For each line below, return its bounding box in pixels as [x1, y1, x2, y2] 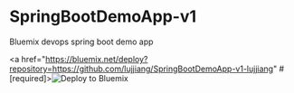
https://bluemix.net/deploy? [44, 53, 148, 64]
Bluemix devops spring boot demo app [9, 36, 154, 47]
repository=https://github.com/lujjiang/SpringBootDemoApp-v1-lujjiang [9, 63, 274, 74]
